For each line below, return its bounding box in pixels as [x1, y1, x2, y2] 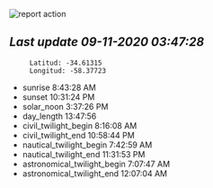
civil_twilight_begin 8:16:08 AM [22, 120, 138, 130]
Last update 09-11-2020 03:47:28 [9, 34, 205, 49]
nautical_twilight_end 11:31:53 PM [22, 148, 146, 159]
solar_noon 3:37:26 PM [22, 101, 109, 112]
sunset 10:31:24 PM [22, 91, 95, 103]
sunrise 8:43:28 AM [22, 82, 96, 93]
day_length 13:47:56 [22, 111, 97, 121]
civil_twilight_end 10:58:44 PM [22, 130, 135, 140]
